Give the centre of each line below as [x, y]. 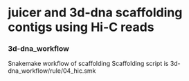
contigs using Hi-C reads [81, 27]
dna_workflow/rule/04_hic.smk [52, 71]
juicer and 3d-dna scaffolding [95, 13]
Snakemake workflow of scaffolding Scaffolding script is [88, 64]
